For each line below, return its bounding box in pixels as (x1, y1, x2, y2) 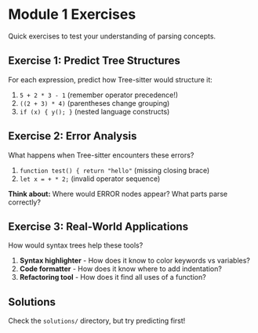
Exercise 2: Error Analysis (8, 129, 137, 143)
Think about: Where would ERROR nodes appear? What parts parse (8, 189, 228, 198)
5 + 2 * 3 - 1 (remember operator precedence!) (19, 90, 179, 100)
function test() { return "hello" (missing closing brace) (19, 165, 210, 175)
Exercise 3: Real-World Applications (8, 219, 189, 233)
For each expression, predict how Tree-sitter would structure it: (8, 74, 213, 84)
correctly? (8, 197, 42, 207)
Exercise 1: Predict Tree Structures (8, 54, 180, 67)
